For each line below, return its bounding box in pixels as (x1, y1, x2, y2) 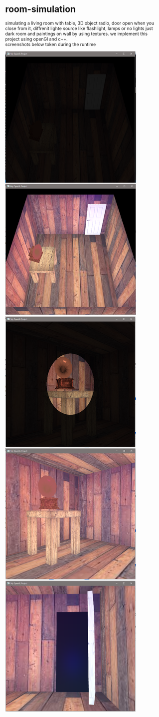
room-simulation (5, 4, 76, 15)
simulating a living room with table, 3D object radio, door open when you (5, 20, 155, 26)
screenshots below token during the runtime (5, 41, 96, 47)
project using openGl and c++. (5, 36, 68, 42)
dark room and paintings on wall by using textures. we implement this (5, 31, 148, 37)
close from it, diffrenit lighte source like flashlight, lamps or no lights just (5, 25, 153, 31)
